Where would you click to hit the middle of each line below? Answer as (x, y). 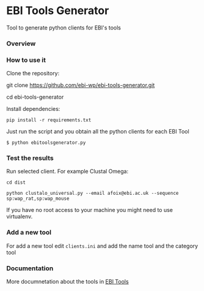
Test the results (30, 158)
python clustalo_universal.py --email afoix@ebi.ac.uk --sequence (93, 194)
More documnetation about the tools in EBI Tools (68, 282)
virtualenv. (20, 217)
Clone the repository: (33, 74)
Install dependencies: (33, 109)
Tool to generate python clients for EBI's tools (64, 28)
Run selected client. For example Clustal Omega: (67, 172)
